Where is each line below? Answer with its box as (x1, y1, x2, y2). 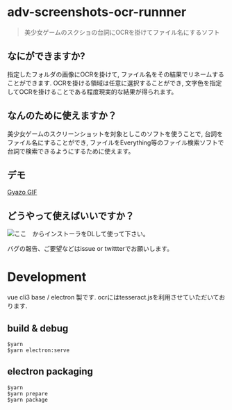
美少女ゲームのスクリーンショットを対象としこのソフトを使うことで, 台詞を (7, 129, 224, 138)
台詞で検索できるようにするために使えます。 (7, 147, 135, 155)
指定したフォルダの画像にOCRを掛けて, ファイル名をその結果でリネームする (7, 70, 224, 79)
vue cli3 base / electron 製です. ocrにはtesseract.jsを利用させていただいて (7, 293, 219, 302)
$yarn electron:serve (7, 347, 70, 354)
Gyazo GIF (7, 188, 38, 197)
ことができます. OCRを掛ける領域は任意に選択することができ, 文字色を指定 (7, 79, 222, 87)
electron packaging (7, 366, 94, 377)
